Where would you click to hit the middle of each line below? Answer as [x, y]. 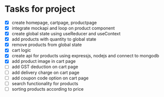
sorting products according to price [48, 89]
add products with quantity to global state [54, 39]
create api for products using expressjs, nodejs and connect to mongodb [85, 56]
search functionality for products [45, 83]
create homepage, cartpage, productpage [54, 23]
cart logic [21, 50]
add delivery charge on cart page [45, 73]
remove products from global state [47, 45]
